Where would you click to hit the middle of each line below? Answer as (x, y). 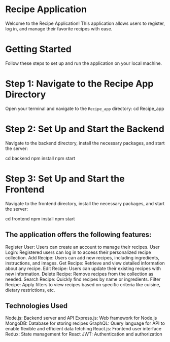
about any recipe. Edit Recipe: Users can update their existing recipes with (83, 268)
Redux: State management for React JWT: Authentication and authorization (84, 334)
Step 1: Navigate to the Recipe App (79, 84)
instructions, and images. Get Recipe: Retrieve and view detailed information (85, 263)
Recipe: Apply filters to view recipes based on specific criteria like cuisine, (83, 284)
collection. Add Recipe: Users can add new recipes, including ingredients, (82, 257)
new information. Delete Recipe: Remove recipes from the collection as (79, 274)
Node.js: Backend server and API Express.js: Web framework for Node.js (81, 318)
